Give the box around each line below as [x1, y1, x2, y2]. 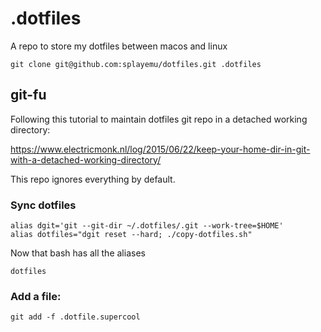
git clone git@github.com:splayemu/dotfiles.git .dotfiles [10, 59, 262, 69]
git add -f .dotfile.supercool [10, 312, 141, 322]
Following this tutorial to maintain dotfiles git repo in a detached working [10, 113, 308, 125]
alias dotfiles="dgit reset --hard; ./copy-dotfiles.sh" [10, 230, 253, 240]
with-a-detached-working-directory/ [10, 153, 162, 166]
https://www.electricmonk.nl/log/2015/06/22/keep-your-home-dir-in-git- [10, 143, 311, 155]
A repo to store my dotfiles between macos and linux [10, 40, 228, 52]
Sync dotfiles [10, 198, 77, 212]
